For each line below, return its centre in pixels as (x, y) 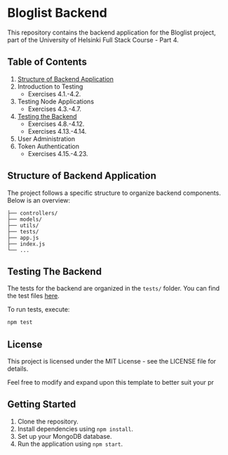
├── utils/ (23, 225)
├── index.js (26, 244)
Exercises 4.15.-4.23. (58, 153)
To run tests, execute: (39, 309)
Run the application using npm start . (70, 444)
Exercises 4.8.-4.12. (56, 124)
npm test (20, 322)
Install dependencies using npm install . (75, 429)
